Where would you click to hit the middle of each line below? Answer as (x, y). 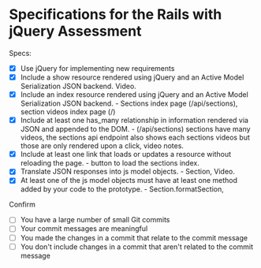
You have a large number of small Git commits (95, 220)
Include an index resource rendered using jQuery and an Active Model (134, 95)
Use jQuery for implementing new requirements (97, 68)
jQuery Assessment (75, 31)
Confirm (22, 205)
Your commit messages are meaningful (84, 229)
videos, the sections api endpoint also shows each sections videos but (135, 138)
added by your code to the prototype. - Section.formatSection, (122, 189)
